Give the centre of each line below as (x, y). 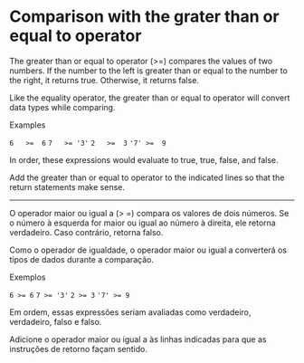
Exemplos (28, 277)
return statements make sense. (67, 186)
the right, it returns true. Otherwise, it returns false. (104, 80)
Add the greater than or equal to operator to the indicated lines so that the (147, 177)
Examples (28, 125)
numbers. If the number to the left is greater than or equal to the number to (148, 71)
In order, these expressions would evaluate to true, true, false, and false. (144, 159)
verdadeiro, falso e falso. (56, 321)
